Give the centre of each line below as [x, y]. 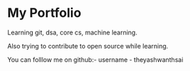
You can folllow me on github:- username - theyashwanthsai [95, 59]
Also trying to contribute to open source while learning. [88, 46]
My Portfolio [44, 13]
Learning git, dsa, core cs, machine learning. [72, 32]
